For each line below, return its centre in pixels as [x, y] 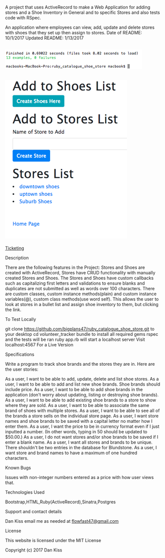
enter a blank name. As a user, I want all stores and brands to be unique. [79, 442]
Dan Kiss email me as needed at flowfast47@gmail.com [62, 521]
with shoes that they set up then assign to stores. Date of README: [74, 33]
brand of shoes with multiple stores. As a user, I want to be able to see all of [82, 411]
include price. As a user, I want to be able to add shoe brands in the [74, 390]
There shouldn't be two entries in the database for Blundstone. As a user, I [81, 448]
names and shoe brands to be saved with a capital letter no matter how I [79, 421]
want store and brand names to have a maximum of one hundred [71, 453]
